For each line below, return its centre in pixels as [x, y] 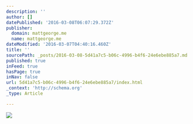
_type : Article [25, 93]
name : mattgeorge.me [36, 39]
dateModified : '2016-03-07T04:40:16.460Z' [59, 45]
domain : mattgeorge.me [39, 33]
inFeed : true [22, 66]
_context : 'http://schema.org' [44, 88]
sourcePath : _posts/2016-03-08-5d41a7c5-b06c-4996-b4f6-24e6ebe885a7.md [97, 55]
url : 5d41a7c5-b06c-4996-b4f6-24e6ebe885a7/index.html [75, 83]
